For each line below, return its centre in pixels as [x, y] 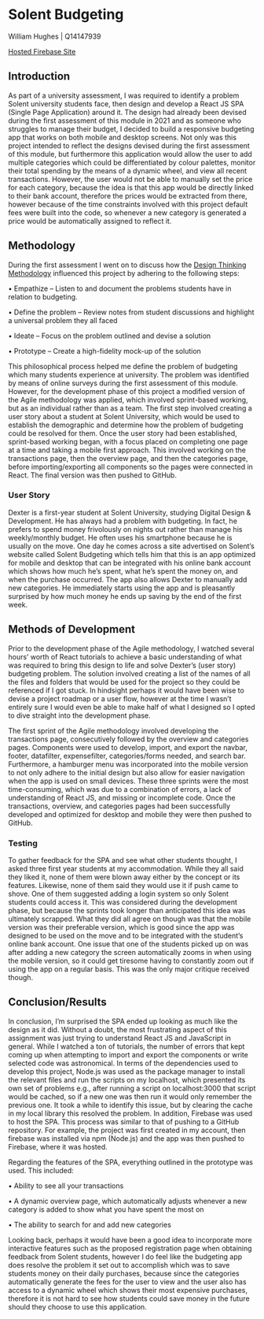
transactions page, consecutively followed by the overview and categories [128, 739]
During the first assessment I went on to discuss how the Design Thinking [127, 265]
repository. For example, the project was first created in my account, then [127, 1130]
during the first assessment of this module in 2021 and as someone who [125, 121]
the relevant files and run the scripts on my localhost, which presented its [127, 1079]
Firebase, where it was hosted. [58, 1146]
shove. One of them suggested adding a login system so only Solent [119, 894]
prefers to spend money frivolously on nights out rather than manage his [125, 529]
